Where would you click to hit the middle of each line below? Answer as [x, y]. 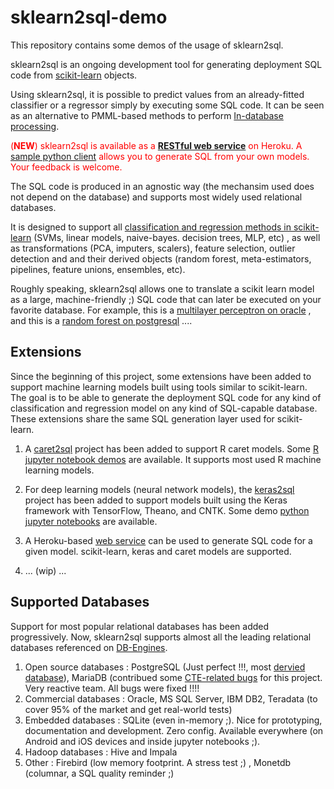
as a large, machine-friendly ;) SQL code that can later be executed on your [166, 299]
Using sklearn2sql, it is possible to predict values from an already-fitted [157, 94]
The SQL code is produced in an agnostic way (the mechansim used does [162, 186]
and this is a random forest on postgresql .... [101, 320]
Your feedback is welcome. [66, 167]
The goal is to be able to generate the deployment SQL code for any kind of [166, 397]
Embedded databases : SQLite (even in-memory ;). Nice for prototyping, [173, 720]
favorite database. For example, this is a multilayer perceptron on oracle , [161, 310]
